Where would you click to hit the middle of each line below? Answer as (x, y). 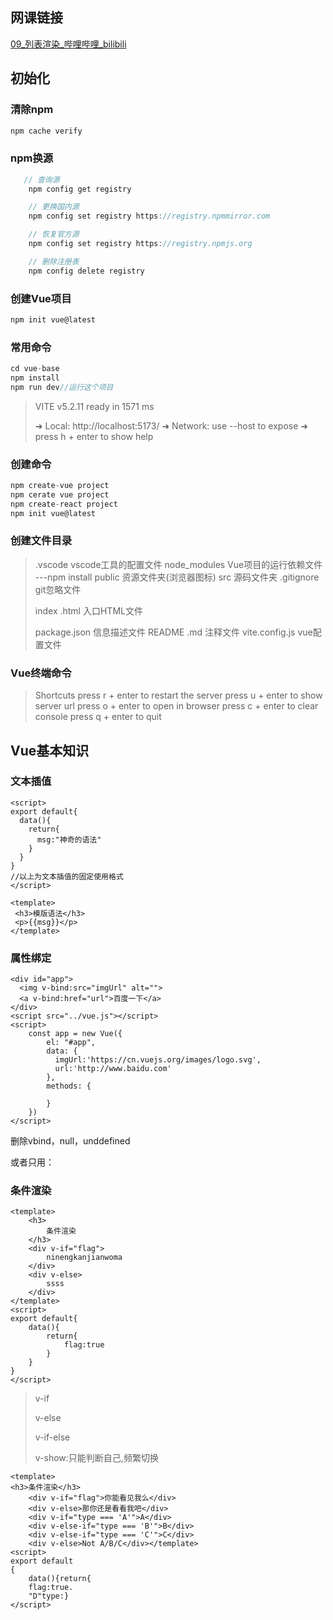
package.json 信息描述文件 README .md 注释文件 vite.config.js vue (173, 632)
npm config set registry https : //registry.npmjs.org (140, 244)
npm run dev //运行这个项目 (62, 387)
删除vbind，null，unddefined (70, 1141)
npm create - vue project (60, 486)
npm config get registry (80, 189)
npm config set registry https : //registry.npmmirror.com (149, 216)
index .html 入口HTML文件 (88, 610)
